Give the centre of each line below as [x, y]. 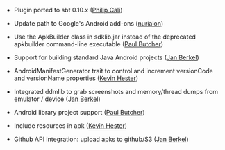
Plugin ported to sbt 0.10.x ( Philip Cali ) [68, 10]
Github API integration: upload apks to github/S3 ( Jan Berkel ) [101, 139]
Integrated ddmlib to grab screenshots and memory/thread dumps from [116, 92]
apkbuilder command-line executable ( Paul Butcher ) [89, 44]
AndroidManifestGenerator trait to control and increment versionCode [113, 71]
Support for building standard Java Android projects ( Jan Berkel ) [106, 57]
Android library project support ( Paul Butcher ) [79, 112]
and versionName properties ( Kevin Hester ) [76, 78]
